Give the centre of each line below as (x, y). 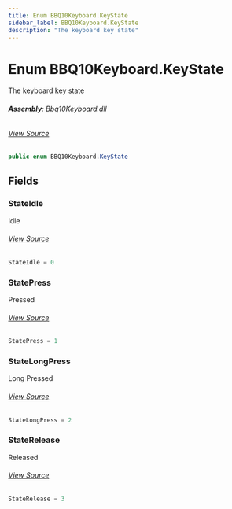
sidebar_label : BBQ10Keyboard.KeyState (74, 23)
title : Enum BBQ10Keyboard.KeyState (68, 15)
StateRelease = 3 (37, 499)
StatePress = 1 (33, 341)
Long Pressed (31, 378)
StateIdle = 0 (31, 262)
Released (23, 457)
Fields (24, 181)
